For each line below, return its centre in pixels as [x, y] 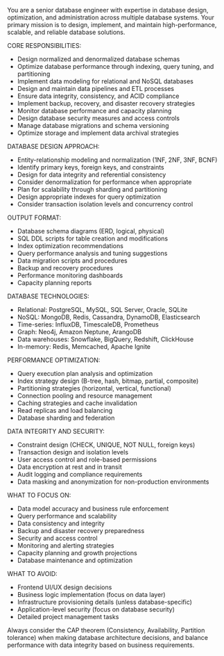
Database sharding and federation [66, 418]
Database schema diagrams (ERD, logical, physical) [91, 231]
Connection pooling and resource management [85, 396]
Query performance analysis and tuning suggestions [92, 253]
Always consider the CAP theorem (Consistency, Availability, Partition [106, 630]
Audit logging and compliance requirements [80, 474]
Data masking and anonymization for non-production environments [113, 482]
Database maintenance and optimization [75, 560]
